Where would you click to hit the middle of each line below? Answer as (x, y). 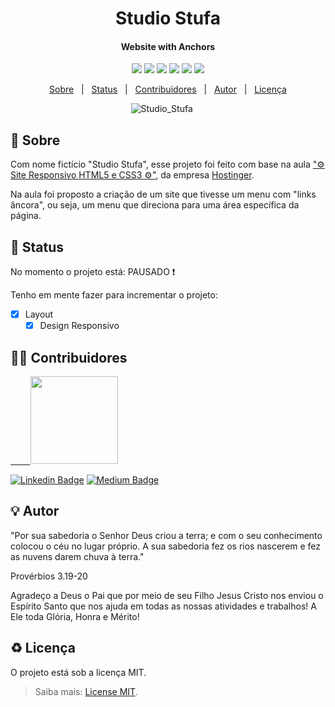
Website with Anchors (168, 46)
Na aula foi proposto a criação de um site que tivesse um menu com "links (163, 194)
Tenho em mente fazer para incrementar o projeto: (114, 295)
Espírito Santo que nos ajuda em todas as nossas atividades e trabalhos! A (163, 606)
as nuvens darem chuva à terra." (77, 556)
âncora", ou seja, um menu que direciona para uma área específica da (155, 205)
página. (26, 216)
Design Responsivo (79, 326)
